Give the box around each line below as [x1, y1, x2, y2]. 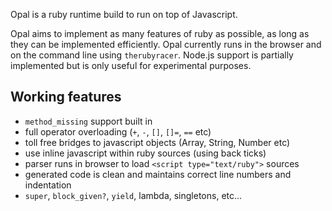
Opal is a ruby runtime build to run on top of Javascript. [10, 9, 238, 20]
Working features [10, 89, 122, 106]
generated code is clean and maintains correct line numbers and [24, 168, 292, 180]
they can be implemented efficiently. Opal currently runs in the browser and [10, 39, 322, 50]
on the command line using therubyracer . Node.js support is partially [10, 49, 294, 61]
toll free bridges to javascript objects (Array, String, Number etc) [24, 136, 291, 148]
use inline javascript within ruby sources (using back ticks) [24, 147, 267, 159]
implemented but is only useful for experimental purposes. [10, 60, 252, 71]
